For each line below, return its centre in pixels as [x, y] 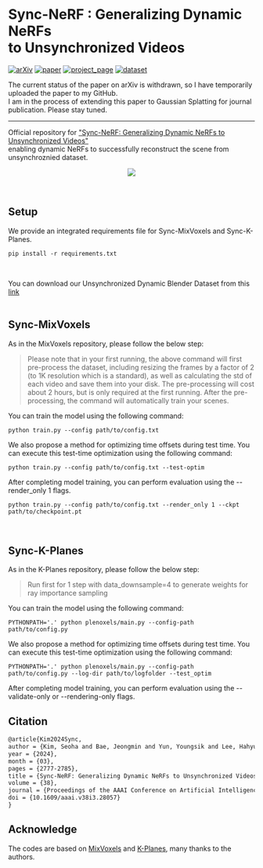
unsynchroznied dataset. [48, 157]
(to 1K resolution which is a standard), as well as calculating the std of [140, 375]
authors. [22, 856]
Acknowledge [43, 830]
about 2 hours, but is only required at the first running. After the [130, 392]
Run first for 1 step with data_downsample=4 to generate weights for [138, 585]
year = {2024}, [33, 754]
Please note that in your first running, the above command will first [135, 359]
